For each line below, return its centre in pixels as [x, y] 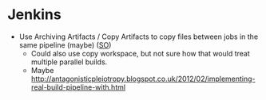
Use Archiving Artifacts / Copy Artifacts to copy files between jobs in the [139, 37]
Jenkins [34, 15]
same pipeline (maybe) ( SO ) [65, 44]
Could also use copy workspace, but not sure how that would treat [141, 53]
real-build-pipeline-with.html [78, 87]
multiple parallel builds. [69, 62]
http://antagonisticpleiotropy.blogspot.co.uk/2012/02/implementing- [143, 79]
